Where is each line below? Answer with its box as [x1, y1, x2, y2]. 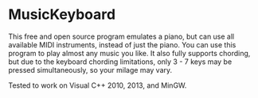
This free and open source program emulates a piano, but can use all [8, 32, 235, 41]
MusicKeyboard [8, 6, 116, 24]
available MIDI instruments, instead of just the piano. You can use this [8, 40, 236, 49]
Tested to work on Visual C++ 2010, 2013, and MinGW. [8, 81, 187, 90]
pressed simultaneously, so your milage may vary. [8, 65, 173, 74]
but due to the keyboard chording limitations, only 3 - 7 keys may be [8, 57, 233, 66]
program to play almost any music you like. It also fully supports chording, [8, 48, 251, 58]
